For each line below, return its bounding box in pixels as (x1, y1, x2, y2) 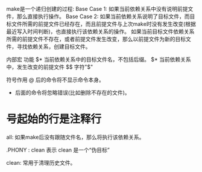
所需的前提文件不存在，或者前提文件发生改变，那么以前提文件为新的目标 (6, 36, 186, 42)
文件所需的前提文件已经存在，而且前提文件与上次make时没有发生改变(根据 (11, 21, 196, 27)
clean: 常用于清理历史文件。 (6, 159, 76, 166)
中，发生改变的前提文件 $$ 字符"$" (6, 63, 93, 71)
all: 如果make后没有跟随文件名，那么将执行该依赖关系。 (6, 133, 145, 141)
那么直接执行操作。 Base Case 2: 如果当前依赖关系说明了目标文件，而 (16, 13, 190, 20)
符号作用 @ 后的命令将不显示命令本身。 (6, 76, 104, 83)
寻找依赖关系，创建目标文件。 (16, 43, 91, 50)
